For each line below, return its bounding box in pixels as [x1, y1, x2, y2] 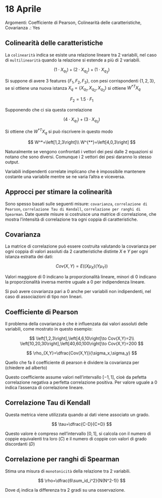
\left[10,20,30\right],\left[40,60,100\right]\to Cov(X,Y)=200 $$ [20, 341, 144, 347]
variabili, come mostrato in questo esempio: [5, 326, 93, 332]
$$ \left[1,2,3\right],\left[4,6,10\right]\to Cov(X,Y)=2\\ [29, 335, 135, 341]
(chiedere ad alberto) [5, 365, 48, 371]
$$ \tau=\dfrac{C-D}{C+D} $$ [52, 421, 112, 427]
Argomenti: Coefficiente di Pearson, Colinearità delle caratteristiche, [5, 20, 142, 25]
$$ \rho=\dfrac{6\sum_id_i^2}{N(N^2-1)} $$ [38, 477, 126, 483]
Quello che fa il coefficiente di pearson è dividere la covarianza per [5, 360, 140, 366]
